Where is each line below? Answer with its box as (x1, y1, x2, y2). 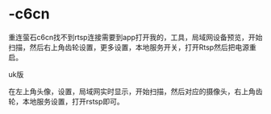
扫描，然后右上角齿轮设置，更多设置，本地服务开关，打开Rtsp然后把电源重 (8, 42, 256, 52)
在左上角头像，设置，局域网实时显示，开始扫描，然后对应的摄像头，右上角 (8, 86, 256, 96)
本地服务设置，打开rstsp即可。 (22, 96, 125, 106)
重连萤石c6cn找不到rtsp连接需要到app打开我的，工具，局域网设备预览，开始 (8, 32, 263, 42)
